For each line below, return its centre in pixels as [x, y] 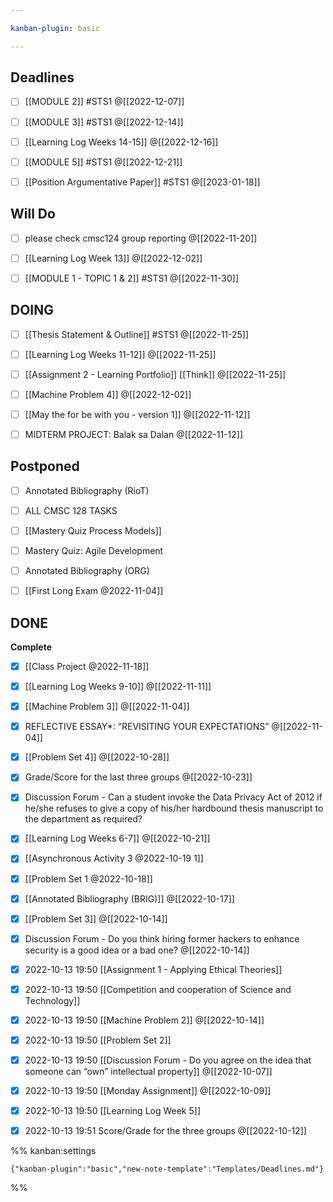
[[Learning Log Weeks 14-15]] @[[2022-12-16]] [121, 142]
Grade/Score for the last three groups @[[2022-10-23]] [138, 777]
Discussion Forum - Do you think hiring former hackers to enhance [162, 938]
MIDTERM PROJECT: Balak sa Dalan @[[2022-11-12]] [134, 434]
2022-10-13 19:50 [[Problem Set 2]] [98, 1040]
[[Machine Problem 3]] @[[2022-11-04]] [107, 707]
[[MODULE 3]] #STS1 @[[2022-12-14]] [104, 122]
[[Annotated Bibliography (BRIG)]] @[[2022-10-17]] [129, 898]
